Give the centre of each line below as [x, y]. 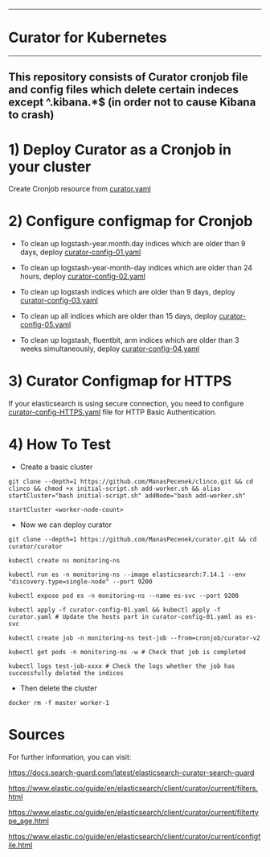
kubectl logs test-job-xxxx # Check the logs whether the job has [122, 666]
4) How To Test [59, 445]
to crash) [31, 115]
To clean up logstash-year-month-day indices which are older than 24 [136, 268]
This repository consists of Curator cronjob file [129, 77]
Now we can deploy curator [66, 525]
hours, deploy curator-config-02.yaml [83, 276]
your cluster [50, 167]
